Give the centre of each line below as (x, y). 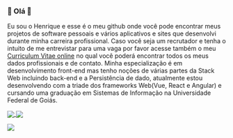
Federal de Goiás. (32, 100)
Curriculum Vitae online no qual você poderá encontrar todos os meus (108, 56)
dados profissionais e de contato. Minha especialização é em (95, 63)
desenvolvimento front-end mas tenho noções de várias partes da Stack (111, 71)
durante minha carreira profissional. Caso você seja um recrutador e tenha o (116, 41)
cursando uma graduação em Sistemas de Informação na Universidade (109, 93)
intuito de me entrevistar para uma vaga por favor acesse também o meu (112, 49)
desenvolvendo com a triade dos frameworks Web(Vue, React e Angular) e (115, 86)
